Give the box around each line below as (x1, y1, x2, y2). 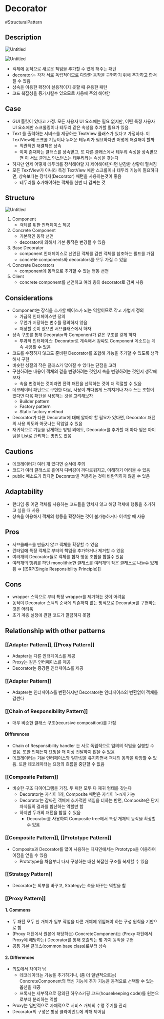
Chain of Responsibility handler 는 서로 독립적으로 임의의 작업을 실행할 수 (12, 743, 155, 748)
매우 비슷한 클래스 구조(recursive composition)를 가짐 (12, 720, 116, 725)
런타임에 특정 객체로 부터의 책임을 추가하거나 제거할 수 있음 (12, 548, 124, 553)
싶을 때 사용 (17, 507, 40, 513)
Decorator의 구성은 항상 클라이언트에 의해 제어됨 (12, 1009, 106, 1015)
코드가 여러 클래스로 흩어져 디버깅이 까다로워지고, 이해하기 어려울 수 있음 (12, 467, 150, 473)
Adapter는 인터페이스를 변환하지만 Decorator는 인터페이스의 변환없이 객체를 (12, 689, 158, 695)
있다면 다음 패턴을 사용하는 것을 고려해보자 (12, 393, 94, 399)
